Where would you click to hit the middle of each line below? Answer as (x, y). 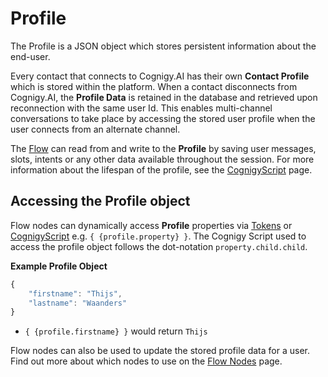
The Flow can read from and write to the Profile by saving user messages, (163, 148)
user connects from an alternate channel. (95, 129)
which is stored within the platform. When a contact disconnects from (154, 86)
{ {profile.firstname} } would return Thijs (116, 331)
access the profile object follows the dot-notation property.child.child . (159, 246)
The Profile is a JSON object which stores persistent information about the (163, 46)
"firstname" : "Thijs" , (75, 293)
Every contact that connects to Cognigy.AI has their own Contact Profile (160, 76)
